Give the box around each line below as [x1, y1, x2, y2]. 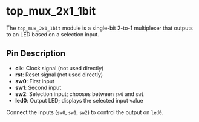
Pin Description [6, 49, 66, 59]
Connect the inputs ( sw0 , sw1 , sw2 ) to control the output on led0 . [6, 108, 164, 116]
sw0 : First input [15, 77, 54, 84]
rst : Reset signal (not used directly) [15, 71, 103, 78]
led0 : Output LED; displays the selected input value [15, 97, 143, 104]
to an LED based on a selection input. [6, 30, 100, 38]
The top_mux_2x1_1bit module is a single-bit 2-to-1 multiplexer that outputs [6, 24, 194, 32]
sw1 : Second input [15, 84, 62, 91]
